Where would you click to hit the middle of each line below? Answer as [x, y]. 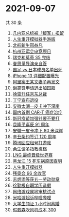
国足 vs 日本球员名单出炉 [37, 69]
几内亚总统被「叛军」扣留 [38, 33]
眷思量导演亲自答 [30, 63]
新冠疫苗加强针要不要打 [36, 118]
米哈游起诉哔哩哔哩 [32, 197]
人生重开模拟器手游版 [34, 39]
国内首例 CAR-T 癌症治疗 [37, 112]
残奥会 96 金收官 [29, 173]
